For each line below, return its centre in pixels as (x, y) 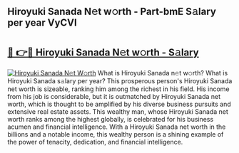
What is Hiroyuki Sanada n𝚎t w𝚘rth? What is (163, 73)
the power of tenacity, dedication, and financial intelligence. (95, 142)
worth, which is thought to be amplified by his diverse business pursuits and (119, 104)
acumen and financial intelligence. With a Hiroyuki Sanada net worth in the (117, 127)
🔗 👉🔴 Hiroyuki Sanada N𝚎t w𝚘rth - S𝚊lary (103, 52)
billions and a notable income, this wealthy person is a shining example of (116, 134)
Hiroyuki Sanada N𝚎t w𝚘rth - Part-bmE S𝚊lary (112, 12)
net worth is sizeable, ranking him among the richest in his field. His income (118, 89)
